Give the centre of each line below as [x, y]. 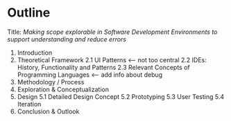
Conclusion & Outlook [48, 111]
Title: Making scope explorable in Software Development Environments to [112, 32]
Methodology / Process [51, 82]
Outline [29, 13]
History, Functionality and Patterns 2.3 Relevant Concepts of [103, 67]
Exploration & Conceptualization [63, 89]
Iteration [29, 104]
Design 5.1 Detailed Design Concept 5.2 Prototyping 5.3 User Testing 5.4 [120, 96]
